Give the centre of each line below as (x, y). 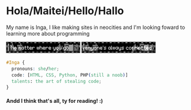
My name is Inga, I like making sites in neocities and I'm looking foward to (96, 27)
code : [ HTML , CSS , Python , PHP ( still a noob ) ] (70, 75)
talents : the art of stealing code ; (56, 81)
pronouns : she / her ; (35, 69)
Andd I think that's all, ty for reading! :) (55, 101)
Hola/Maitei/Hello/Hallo (65, 11)
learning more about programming (48, 33)
